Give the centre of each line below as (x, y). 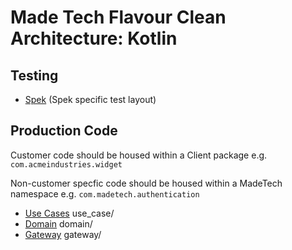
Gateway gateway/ (63, 234)
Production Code (64, 131)
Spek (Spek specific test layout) (90, 99)
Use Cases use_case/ (69, 213)
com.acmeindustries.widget (66, 164)
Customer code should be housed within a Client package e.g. (139, 155)
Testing (34, 75)
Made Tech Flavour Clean (118, 17)
